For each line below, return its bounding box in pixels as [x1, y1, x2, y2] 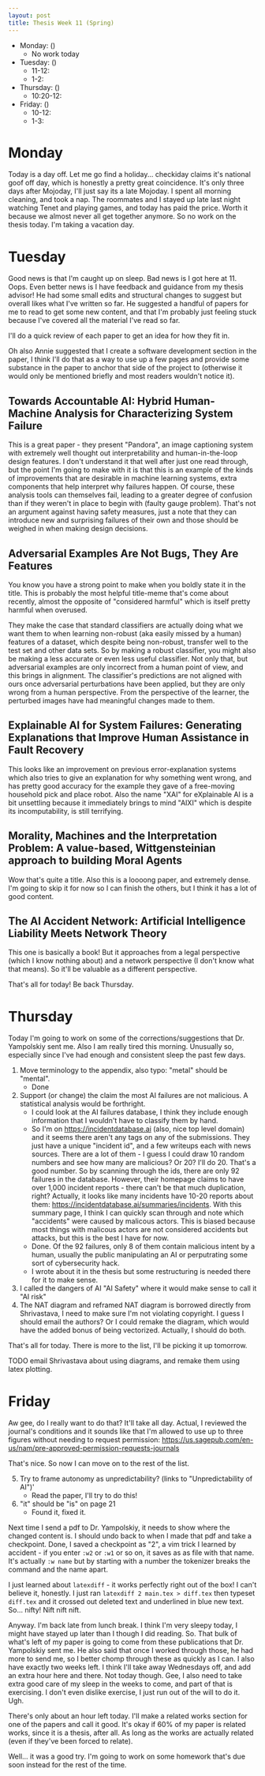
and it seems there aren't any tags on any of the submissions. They [31, 1133, 250, 1142]
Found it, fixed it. [31, 1508, 87, 1517]
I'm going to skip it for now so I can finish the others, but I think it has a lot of [8, 883, 257, 893]
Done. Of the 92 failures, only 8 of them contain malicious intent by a [31, 1242, 256, 1251]
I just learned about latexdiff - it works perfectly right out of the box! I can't [8, 1580, 257, 1590]
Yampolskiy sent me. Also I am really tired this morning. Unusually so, [8, 1042, 234, 1051]
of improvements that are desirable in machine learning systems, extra [8, 474, 237, 483]
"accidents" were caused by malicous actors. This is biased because [31, 1216, 256, 1226]
